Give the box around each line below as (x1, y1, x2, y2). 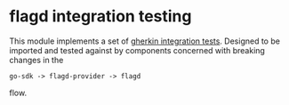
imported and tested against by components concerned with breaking (9, 44, 265, 55)
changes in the (9, 54, 64, 65)
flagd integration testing (9, 6, 192, 27)
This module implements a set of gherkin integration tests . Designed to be (9, 36, 280, 46)
